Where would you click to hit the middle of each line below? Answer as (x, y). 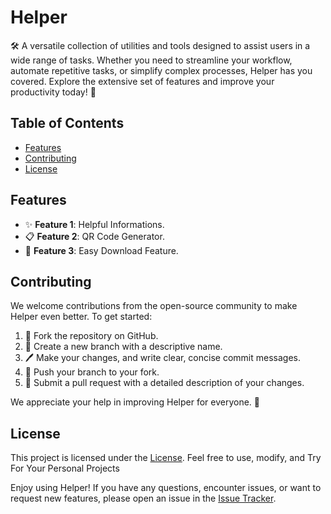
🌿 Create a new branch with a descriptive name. (123, 347)
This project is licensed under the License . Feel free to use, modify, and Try (166, 458)
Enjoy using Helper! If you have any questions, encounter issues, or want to (166, 488)
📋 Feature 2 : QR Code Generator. (94, 236)
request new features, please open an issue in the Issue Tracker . (143, 498)
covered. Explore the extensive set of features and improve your (142, 81)
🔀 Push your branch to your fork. (92, 372)
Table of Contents (67, 123)
